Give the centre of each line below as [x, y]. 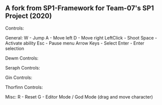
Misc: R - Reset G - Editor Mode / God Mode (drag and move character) [79, 96]
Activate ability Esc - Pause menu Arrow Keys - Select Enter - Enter [75, 43]
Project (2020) [29, 16]
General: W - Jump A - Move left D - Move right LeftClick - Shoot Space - [81, 37]
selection [15, 48]
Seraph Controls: [23, 67]
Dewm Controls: [22, 58]
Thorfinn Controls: [24, 87]
